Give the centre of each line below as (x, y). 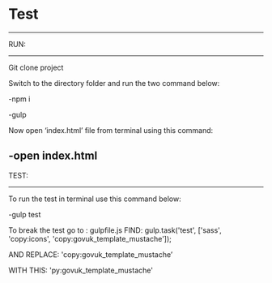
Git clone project (36, 67)
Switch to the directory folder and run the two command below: (114, 83)
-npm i (19, 99)
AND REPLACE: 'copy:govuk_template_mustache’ (91, 254)
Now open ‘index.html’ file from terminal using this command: (111, 130)
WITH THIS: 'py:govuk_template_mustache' (81, 270)
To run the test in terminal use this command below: (95, 199)
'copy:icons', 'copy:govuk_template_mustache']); (90, 238)
